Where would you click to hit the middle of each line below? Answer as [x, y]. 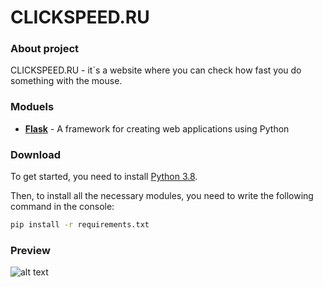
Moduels [32, 107]
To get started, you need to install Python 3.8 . [104, 177]
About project [45, 49]
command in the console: [62, 207]
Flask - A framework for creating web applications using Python [157, 128]
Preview [30, 250]
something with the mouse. [66, 81]
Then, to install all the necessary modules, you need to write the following [162, 196]
